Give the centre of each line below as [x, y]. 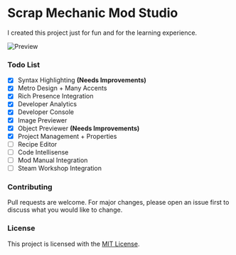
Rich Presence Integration [55, 96]
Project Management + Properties [67, 136]
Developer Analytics [47, 104]
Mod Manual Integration [53, 160]
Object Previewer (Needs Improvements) [79, 128]
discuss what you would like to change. [65, 210]
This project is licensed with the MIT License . [74, 244]
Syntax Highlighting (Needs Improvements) [82, 80]
